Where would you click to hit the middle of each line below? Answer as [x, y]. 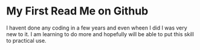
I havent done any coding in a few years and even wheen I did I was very [97, 28]
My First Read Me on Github [77, 11]
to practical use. [26, 40]
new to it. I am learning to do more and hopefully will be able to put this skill [100, 34]
